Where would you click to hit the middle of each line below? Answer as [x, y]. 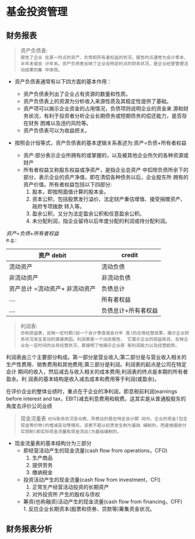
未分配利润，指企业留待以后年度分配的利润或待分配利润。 [101, 221]
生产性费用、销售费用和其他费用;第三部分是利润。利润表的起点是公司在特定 [96, 364]
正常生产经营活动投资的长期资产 [70, 487]
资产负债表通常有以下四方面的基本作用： [63, 81]
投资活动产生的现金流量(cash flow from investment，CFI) [92, 480]
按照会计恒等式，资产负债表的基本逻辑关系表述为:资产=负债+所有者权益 [100, 143]
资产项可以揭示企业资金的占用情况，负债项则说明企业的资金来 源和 [103, 108]
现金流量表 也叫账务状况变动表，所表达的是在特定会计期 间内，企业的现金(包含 [104, 418]
